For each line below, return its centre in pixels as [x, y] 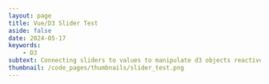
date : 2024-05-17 [37, 38]
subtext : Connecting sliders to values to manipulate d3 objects [119, 61]
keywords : [25, 46]
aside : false [30, 30]
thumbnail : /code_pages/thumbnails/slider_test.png [96, 68]
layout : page [30, 16]
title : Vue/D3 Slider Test [53, 23]
